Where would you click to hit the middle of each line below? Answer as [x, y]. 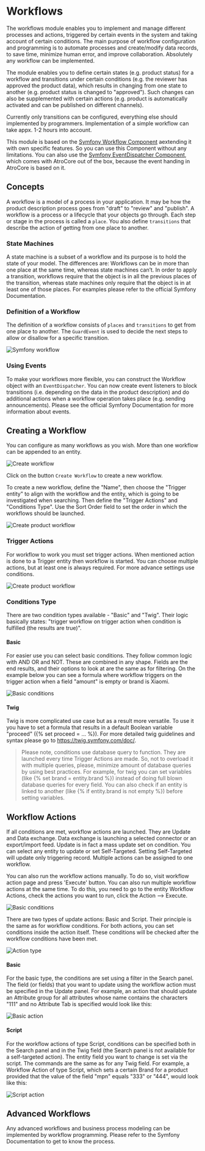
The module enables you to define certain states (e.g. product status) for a [100, 72]
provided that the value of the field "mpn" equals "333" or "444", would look [102, 1076]
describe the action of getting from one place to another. [77, 228]
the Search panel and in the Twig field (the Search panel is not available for [101, 1050]
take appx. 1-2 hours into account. [49, 130]
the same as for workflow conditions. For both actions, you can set [90, 926]
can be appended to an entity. [44, 452]
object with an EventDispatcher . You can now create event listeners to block [102, 385]
